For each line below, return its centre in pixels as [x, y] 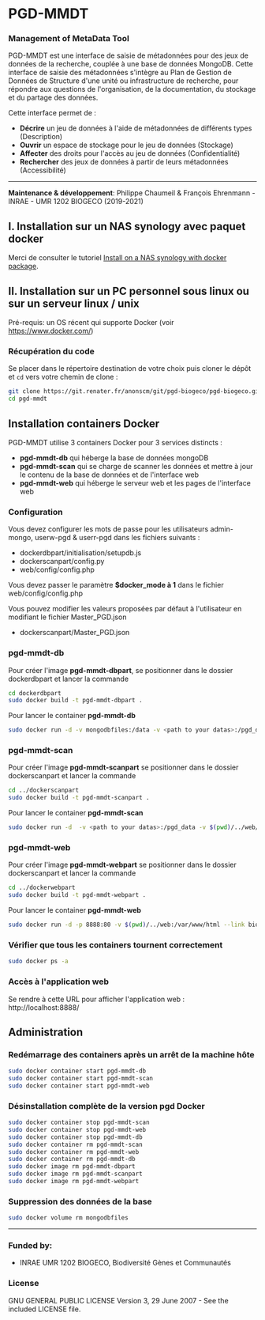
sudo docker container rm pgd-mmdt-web [74, 1152]
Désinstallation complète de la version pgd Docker [106, 1106]
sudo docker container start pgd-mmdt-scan [81, 1079]
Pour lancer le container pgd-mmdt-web [75, 910]
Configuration [35, 512]
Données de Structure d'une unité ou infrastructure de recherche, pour [123, 81]
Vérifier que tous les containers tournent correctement [116, 944]
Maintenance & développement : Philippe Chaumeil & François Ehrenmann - [132, 193]
